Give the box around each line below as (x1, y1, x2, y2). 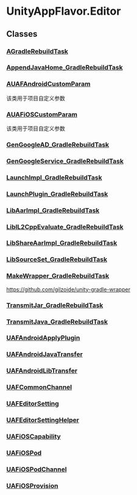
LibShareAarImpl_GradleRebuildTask (6, 239, 118, 247)
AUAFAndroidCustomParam (6, 80, 91, 88)
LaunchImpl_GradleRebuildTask (6, 173, 102, 182)
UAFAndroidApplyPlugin (6, 333, 80, 342)
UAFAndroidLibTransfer (6, 367, 78, 375)
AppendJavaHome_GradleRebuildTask (6, 63, 123, 72)
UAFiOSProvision (6, 482, 58, 490)
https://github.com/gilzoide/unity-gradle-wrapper (6, 286, 131, 293)
